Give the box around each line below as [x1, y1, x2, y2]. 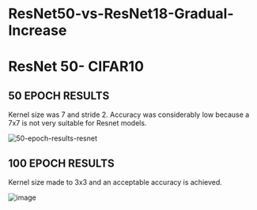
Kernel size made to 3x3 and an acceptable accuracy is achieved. [8, 178, 223, 186]
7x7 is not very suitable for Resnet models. [8, 118, 147, 128]
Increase [8, 21, 67, 39]
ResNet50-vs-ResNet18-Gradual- [8, 5, 235, 23]
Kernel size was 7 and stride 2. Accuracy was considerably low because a [8, 110, 250, 119]
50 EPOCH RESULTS [8, 88, 110, 103]
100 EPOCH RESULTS [8, 156, 115, 170]
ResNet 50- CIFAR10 [8, 58, 145, 76]
